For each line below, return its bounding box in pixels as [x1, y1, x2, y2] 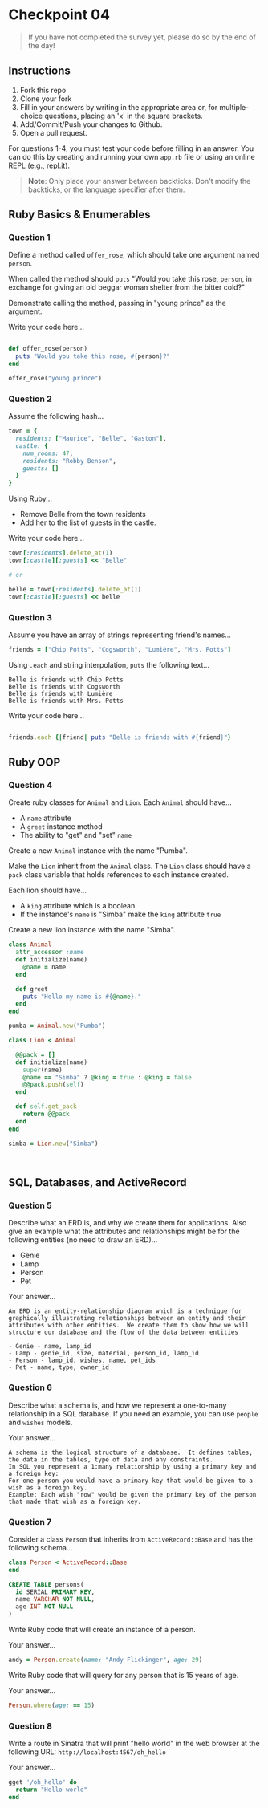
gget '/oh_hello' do [8, 1778, 78, 1786]
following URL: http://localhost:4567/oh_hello [8, 1747, 166, 1757]
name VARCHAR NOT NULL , [15, 1595, 95, 1603]
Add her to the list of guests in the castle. [19, 518, 156, 527]
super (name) [22, 1066, 63, 1074]
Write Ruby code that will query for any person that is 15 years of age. [8, 1670, 239, 1680]
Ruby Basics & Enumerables [8, 208, 151, 221]
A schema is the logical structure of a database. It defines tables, [8, 1448, 253, 1457]
